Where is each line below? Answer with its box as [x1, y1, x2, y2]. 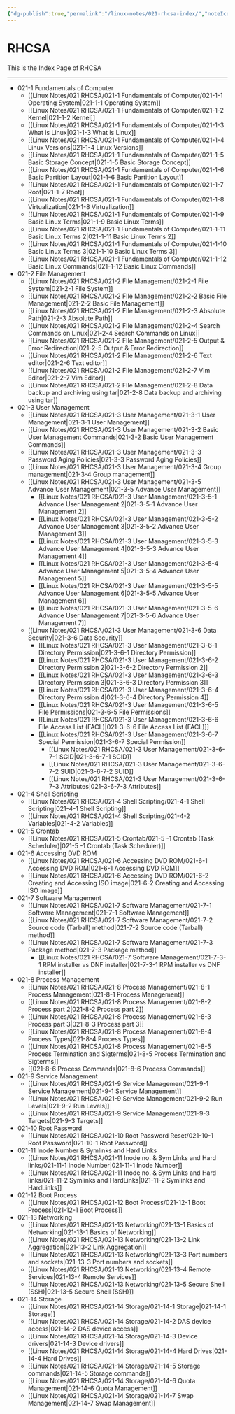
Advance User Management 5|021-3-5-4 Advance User [38, 566, 199, 575]
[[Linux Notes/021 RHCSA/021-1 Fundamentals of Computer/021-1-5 [27, 150, 225, 159]
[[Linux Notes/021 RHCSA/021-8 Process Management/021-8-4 [27, 1027, 212, 1036]
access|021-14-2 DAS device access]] [27, 1324, 138, 1333]
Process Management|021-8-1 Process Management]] [27, 990, 185, 999]
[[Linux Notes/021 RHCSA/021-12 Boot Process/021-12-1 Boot [27, 1198, 206, 1206]
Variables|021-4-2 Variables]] [27, 819, 113, 827]
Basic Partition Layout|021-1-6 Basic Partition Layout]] [27, 173, 184, 181]
